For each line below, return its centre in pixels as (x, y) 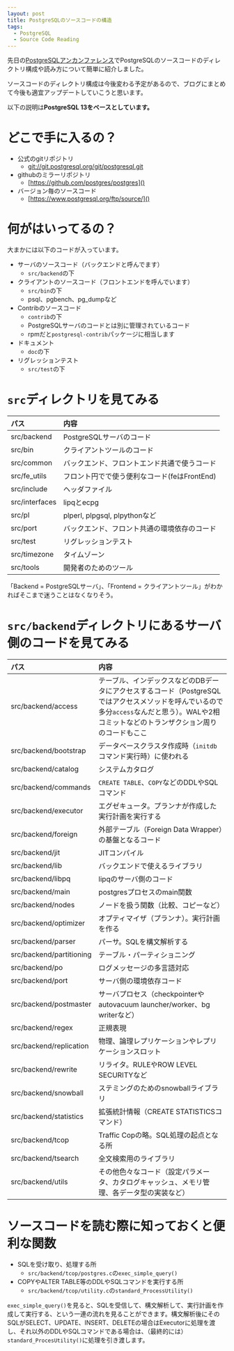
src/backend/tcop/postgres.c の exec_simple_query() (102, 1273)
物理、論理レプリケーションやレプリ (158, 1041)
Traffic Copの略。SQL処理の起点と (155, 1135)
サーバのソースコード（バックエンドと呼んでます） (90, 264)
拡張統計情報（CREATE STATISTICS (157, 1111)
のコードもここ (123, 732)
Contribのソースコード (49, 308)
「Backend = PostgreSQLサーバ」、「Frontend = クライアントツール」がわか (115, 586)
